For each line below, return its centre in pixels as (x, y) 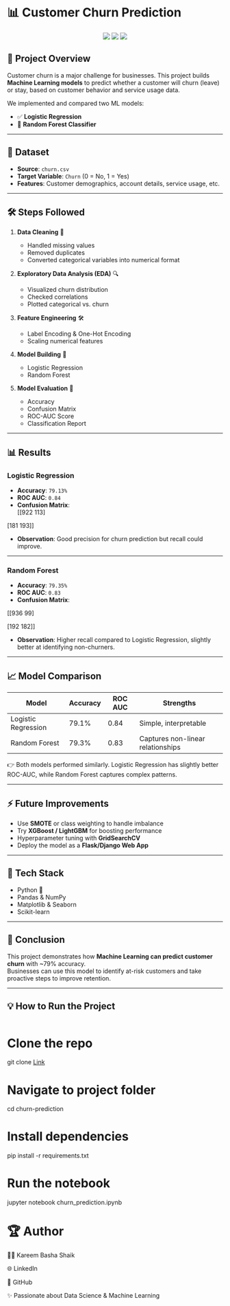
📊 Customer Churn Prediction (94, 13)
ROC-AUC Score (51, 416)
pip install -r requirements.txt (48, 1156)
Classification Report (57, 424)
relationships (160, 747)
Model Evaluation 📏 (45, 389)
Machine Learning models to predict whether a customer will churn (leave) (114, 82)
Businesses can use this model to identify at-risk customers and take (104, 971)
